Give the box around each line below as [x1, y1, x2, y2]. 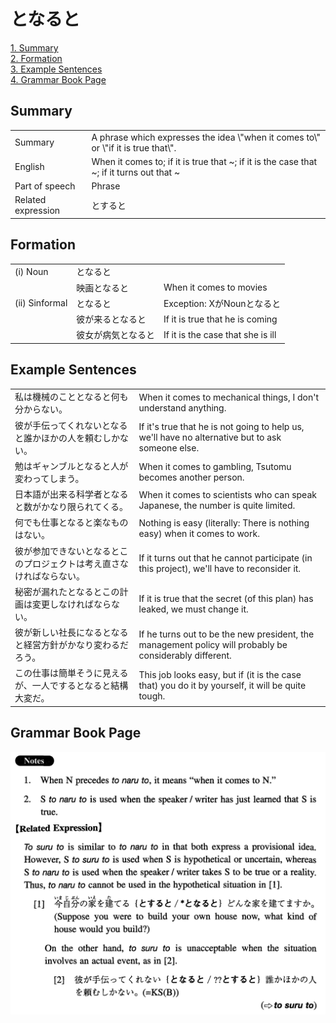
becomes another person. [138, 471, 245, 483]
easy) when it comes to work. [138, 528, 260, 540]
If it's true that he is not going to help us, [138, 421, 305, 433]
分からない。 [14, 403, 68, 415]
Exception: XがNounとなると [163, 297, 282, 309]
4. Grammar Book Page [10, 73, 107, 85]
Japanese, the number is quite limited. [138, 500, 296, 512]
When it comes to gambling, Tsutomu [138, 460, 292, 472]
